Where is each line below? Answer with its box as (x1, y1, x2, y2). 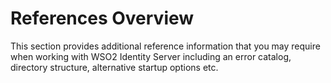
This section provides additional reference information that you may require (10, 40, 321, 52)
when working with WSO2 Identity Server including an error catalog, (10, 50, 292, 62)
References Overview (10, 7, 195, 30)
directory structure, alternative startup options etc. (10, 61, 219, 73)
